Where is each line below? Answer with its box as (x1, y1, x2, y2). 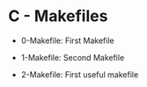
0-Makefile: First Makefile (20, 35, 115, 46)
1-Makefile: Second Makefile (20, 52, 125, 62)
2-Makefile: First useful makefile (20, 69, 139, 80)
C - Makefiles (8, 6, 108, 26)
